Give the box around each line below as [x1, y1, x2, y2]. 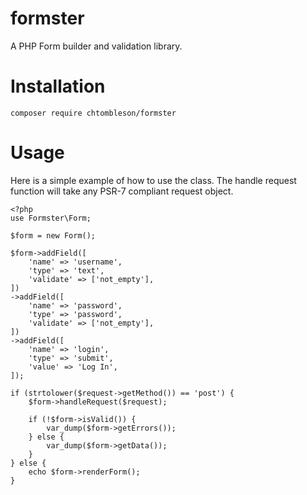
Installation [10, 75, 106, 98]
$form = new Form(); [10, 230, 97, 241]
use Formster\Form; [10, 213, 92, 223]
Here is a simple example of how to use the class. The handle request [10, 174, 297, 186]
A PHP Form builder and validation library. [10, 40, 183, 52]
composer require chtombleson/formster [10, 108, 177, 118]
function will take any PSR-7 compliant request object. [10, 185, 234, 197]
